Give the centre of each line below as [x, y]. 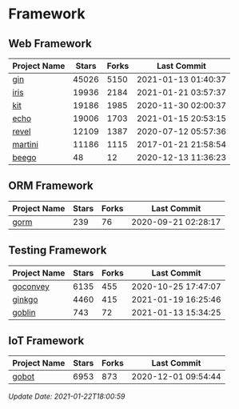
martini [25, 144]
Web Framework [50, 44]
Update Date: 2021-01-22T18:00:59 [67, 396]
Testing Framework [58, 250]
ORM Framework [51, 186]
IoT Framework [46, 341]
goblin [24, 312]
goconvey [31, 287]
